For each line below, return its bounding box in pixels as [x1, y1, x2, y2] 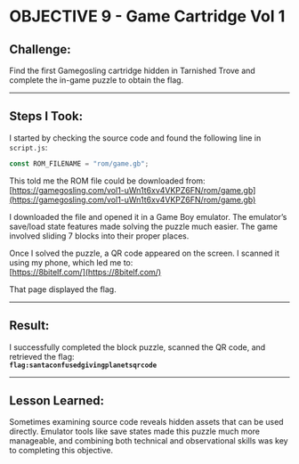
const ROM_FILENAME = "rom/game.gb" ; [9, 159, 149, 168]
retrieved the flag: [9, 351, 75, 362]
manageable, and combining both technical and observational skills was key [9, 436, 288, 446]
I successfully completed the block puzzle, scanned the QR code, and [9, 341, 266, 353]
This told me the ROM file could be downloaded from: [9, 175, 206, 186]
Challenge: [9, 42, 71, 57]
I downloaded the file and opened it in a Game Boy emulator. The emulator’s [9, 211, 287, 222]
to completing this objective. [9, 445, 114, 456]
